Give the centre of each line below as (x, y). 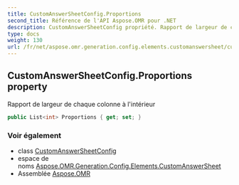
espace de (33, 158)
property (27, 87)
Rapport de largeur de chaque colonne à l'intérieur (81, 104)
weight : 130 (25, 41)
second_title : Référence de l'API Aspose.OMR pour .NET (92, 21)
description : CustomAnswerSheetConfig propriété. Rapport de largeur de (117, 27)
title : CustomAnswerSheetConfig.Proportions (74, 14)
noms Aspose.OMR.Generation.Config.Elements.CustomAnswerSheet (119, 166)
